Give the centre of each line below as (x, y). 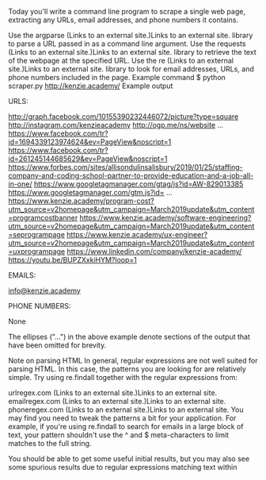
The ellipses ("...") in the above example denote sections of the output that (129, 337)
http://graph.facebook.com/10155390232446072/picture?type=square (123, 117)
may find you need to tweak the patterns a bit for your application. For (122, 418)
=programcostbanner (43, 218)
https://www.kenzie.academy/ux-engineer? (137, 234)
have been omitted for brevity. (57, 345)
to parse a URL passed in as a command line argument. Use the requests (127, 44)
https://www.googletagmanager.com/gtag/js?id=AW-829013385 (139, 184)
